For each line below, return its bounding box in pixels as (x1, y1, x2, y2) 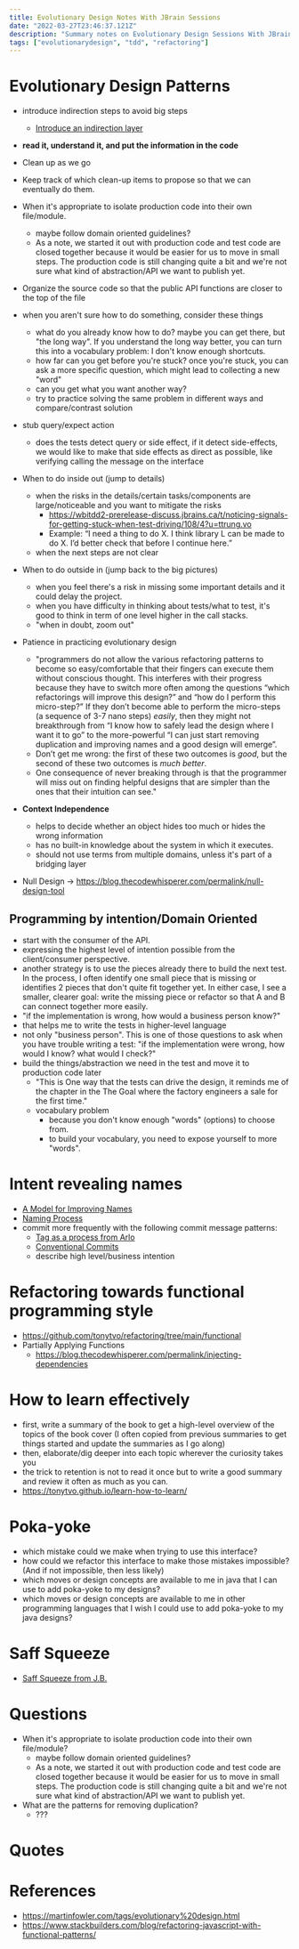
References (9, 1881, 96, 1901)
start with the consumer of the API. (21, 935, 151, 945)
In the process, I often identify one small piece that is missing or (21, 973, 257, 983)
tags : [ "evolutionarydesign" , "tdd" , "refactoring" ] (9, 37, 209, 47)
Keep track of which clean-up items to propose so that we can (21, 174, 252, 185)
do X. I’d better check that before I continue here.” (48, 538, 233, 548)
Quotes (9, 1840, 65, 1860)
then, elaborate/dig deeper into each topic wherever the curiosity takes (21, 1447, 284, 1458)
